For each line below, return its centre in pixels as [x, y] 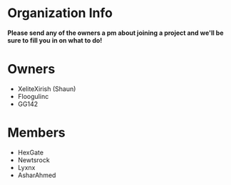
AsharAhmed [37, 175]
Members [36, 133]
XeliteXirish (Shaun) [47, 89]
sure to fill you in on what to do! [55, 40]
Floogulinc [33, 96]
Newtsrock [34, 160]
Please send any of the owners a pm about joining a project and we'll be [115, 33]
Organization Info [60, 13]
